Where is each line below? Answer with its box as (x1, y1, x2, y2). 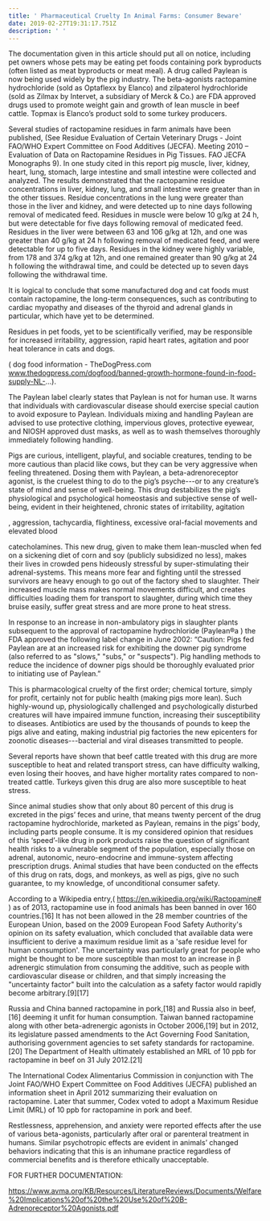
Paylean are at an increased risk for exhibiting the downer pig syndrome (8, 643, 247, 653)
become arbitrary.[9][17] (8, 988, 90, 998)
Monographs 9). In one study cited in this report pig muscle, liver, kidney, (8, 159, 251, 168)
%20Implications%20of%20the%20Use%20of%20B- (8, 1194, 188, 1205)
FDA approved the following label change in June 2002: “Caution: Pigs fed (8, 634, 255, 645)
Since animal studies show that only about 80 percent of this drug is (8, 801, 235, 811)
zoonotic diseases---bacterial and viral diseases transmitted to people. (8, 736, 243, 745)
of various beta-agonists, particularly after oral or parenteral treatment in (8, 1129, 249, 1139)
